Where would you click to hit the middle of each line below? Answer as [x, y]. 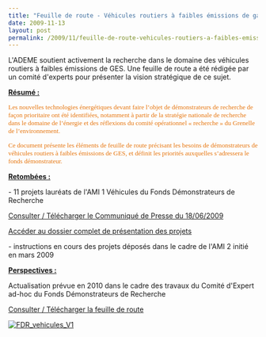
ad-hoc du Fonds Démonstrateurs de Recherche [87, 294]
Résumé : [24, 93]
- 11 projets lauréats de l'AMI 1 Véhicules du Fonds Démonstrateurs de [122, 192]
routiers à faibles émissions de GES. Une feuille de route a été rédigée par [129, 69]
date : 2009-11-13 [37, 23]
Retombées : [30, 177]
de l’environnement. [34, 131]
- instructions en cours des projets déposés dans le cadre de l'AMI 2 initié [129, 247]
